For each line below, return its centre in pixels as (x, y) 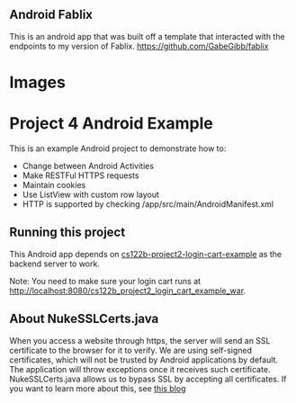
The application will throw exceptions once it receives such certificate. (140, 369)
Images (37, 82)
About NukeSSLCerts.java (84, 319)
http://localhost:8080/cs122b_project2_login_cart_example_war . (127, 291)
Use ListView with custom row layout (91, 194)
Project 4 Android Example (111, 124)
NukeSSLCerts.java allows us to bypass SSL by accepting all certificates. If (148, 379)
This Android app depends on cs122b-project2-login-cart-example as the (145, 254)
